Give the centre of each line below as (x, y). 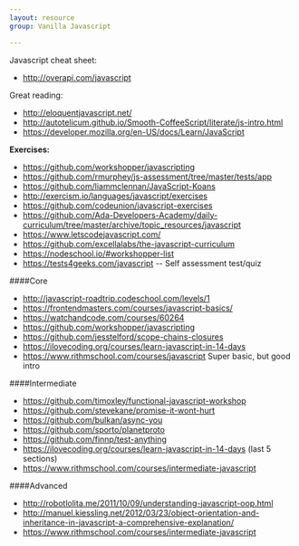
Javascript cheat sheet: (53, 60)
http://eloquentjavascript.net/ (77, 112)
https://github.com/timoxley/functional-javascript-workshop (134, 400)
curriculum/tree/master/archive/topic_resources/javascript (132, 225)
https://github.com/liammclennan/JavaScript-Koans (119, 186)
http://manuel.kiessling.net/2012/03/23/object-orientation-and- (141, 512)
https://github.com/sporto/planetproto (94, 429)
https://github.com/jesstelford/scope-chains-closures (123, 337)
